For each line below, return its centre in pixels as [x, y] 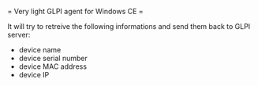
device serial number [53, 58]
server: [19, 35]
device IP [34, 75]
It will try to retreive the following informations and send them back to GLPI [129, 26]
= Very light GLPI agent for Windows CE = [75, 11]
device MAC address [53, 66]
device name [40, 50]
